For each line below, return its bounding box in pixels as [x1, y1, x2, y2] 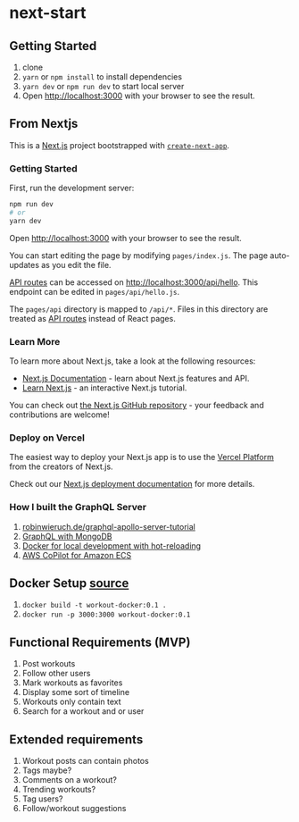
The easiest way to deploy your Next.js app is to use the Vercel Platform [9, 452, 275, 463]
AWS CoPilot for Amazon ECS [21, 549, 132, 560]
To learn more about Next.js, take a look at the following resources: [9, 356, 256, 366]
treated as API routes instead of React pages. [9, 313, 176, 323]
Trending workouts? [21, 784, 96, 795]
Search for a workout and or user [21, 706, 145, 717]
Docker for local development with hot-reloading [21, 540, 202, 551]
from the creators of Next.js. [9, 461, 113, 472]
